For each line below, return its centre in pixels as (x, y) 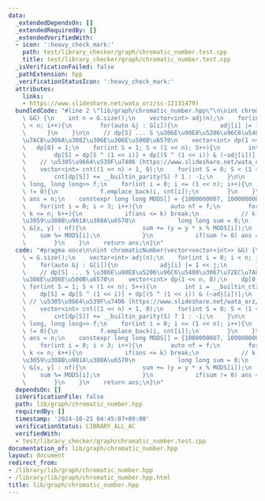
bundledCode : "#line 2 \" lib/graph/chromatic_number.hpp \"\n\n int (127, 111)
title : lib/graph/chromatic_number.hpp (74, 485)
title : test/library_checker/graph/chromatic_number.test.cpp (127, 60)
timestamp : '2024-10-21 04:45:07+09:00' (82, 419)
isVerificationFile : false (60, 397)
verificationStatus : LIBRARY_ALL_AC (75, 426)
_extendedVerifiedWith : (54, 37)
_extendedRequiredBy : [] (56, 30)
